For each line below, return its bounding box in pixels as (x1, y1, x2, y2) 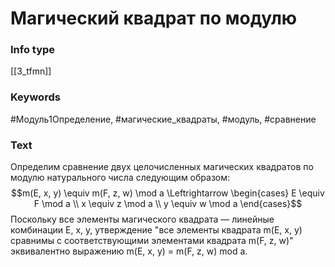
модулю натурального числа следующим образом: (10, 172, 231, 184)
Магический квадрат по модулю (10, 7, 298, 30)
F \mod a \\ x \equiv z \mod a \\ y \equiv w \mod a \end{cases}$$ (33, 198, 303, 210)
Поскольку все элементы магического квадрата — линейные (10, 213, 275, 226)
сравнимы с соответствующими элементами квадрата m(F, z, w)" (10, 235, 294, 247)
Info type (10, 43, 56, 57)
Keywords (10, 90, 61, 104)
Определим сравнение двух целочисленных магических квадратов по (10, 161, 314, 173)
